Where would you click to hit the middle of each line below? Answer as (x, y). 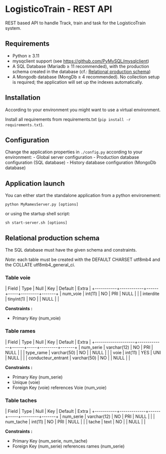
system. (13, 28)
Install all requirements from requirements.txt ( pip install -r (68, 119)
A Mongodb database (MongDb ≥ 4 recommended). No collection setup (86, 77)
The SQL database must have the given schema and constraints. (71, 250)
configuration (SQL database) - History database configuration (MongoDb (81, 163)
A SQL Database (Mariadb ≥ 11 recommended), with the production (81, 66)
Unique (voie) (26, 382)
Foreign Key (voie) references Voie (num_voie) (59, 388)
